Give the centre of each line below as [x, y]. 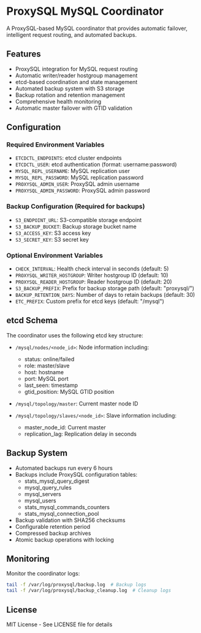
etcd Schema [32, 320]
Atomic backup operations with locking [65, 539]
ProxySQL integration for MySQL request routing [76, 69]
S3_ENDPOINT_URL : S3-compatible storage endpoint [78, 220]
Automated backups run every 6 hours [64, 468]
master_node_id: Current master [65, 427]
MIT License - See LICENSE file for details [59, 624]
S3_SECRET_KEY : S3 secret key [52, 239]
